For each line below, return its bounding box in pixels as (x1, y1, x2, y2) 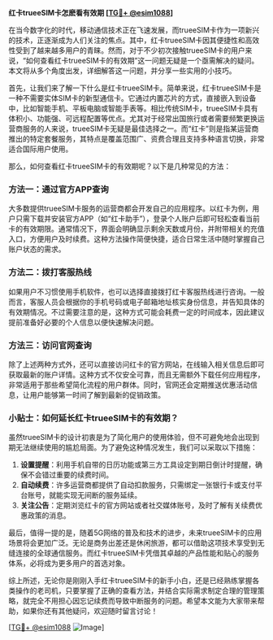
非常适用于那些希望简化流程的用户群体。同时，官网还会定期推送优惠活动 (8, 380, 250, 390)
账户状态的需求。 (8, 244, 66, 255)
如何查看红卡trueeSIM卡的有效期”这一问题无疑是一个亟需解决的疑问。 (25, 56, 259, 65)
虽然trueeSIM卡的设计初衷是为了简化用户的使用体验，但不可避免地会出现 (8, 433, 253, 442)
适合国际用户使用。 (8, 144, 73, 154)
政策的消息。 (27, 511, 71, 520)
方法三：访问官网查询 (8, 339, 92, 350)
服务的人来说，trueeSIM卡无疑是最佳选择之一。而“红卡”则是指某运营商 (22, 124, 259, 133)
